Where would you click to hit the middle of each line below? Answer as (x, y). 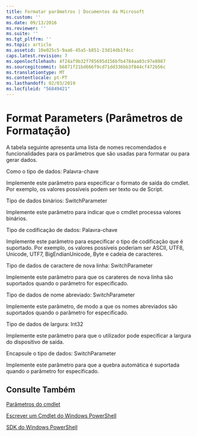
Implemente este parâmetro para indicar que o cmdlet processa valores (93, 212)
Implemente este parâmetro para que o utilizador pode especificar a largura (99, 335)
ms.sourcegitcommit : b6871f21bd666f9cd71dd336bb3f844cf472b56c (86, 67)
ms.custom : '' (24, 17)
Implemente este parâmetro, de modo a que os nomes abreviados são (92, 306)
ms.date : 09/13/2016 (32, 23)
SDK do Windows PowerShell (42, 427)
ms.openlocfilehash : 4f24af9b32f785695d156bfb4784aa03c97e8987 (86, 61)
